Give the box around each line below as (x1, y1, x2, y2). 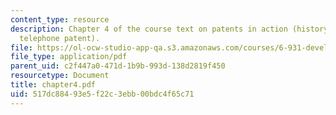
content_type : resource (10, 14, 110, 25)
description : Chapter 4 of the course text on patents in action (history (10, 24, 329, 34)
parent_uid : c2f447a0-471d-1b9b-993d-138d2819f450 (10, 61, 226, 71)
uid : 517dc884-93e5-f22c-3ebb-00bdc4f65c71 (10, 89, 195, 99)
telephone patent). (19, 33, 101, 43)
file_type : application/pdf (10, 52, 128, 62)
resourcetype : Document (10, 71, 110, 81)
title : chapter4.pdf (10, 80, 97, 90)
